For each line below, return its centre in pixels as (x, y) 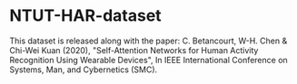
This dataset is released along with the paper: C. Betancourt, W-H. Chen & (148, 41)
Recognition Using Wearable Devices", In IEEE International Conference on (148, 60)
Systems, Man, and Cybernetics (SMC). (84, 70)
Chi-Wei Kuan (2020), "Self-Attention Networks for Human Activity (134, 50)
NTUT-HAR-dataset (85, 16)
